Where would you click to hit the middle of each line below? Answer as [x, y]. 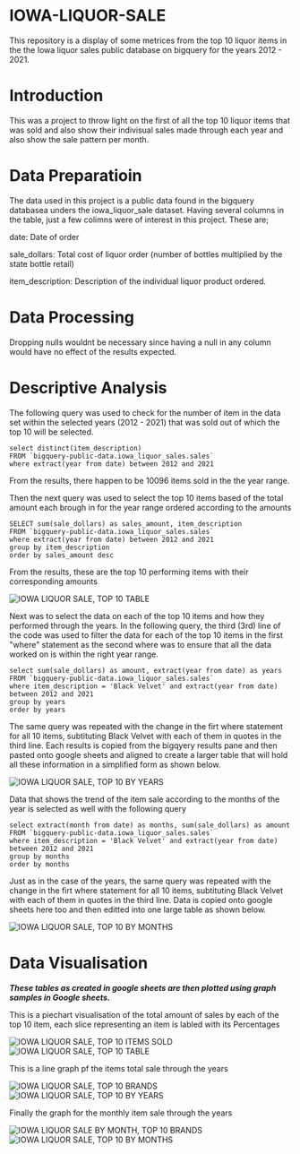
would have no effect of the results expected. [93, 351]
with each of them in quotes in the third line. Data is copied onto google [141, 900]
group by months [39, 857]
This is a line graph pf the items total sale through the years [119, 1068]
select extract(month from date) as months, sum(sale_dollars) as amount [150, 825]
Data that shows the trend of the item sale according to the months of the [145, 799]
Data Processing [72, 317]
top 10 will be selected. [51, 432]
